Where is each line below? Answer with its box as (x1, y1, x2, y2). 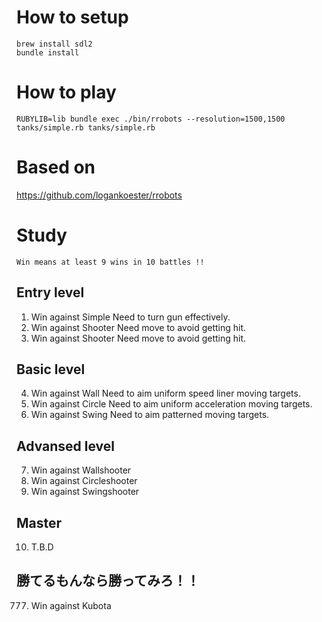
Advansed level (16, 437, 116, 455)
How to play (16, 81, 117, 104)
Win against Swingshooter (30, 486, 140, 498)
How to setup (16, 6, 129, 29)
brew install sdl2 (16, 39, 93, 49)
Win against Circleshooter (30, 475, 138, 487)
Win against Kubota (30, 599, 112, 611)
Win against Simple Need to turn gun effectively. (30, 311, 231, 323)
